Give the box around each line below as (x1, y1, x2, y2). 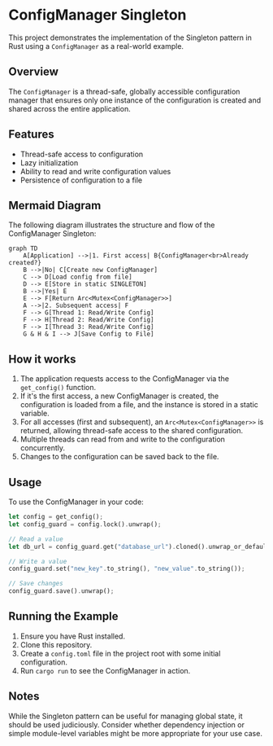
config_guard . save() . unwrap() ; (8, 587, 115, 595)
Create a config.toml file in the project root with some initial (19, 648, 221, 658)
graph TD (8, 244, 38, 253)
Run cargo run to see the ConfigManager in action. (19, 665, 191, 675)
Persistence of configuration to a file (19, 175, 143, 185)
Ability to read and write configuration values (19, 166, 171, 176)
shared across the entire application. (8, 103, 132, 113)
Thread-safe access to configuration (19, 149, 144, 159)
